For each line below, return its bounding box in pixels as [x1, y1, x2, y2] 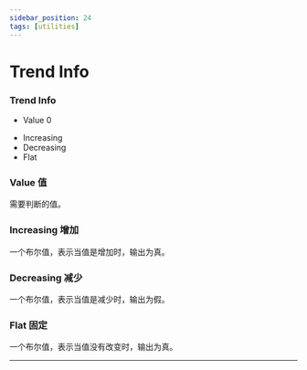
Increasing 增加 [9, 224, 79, 237]
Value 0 [22, 114, 52, 125]
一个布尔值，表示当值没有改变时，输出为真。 [9, 342, 178, 353]
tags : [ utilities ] [9, 22, 79, 31]
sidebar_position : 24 [9, 13, 92, 23]
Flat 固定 [9, 319, 48, 332]
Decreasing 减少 [9, 271, 83, 284]
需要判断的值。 [9, 198, 66, 210]
